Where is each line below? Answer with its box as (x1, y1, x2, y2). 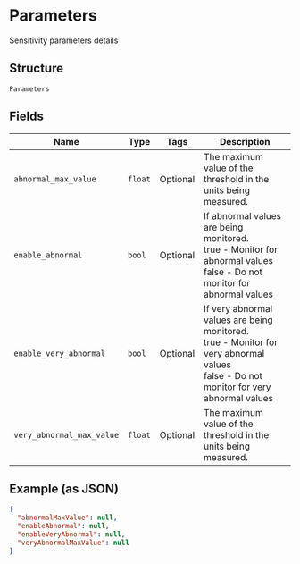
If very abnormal (204, 302, 273, 315)
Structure (9, 61, 64, 76)
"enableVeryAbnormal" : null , (17, 530, 126, 539)
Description (219, 135, 271, 147)
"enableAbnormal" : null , (17, 522, 110, 531)
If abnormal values (204, 209, 282, 222)
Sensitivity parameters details (9, 35, 119, 46)
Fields (9, 109, 45, 124)
